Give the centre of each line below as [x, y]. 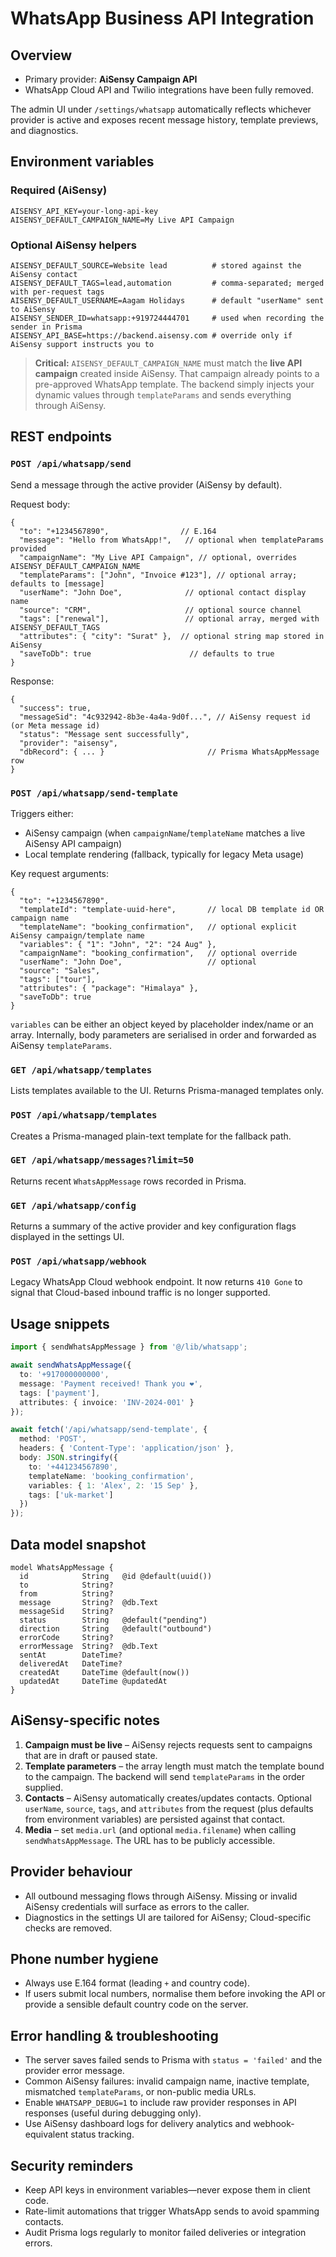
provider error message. [74, 2071]
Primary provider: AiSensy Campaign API [111, 79]
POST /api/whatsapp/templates [84, 1115]
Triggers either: [42, 813]
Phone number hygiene [84, 1958]
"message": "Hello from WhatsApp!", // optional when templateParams [172, 540]
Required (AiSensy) [59, 190]
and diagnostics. [44, 130]
